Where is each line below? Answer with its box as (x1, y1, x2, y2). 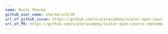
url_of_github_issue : (5, 16, 50, 21)
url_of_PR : (5, 21, 28, 26)
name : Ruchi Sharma (5, 7, 46, 12)
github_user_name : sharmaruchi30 (5, 12, 75, 17)
